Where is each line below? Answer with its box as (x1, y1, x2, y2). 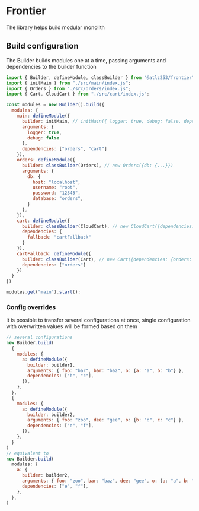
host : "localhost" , (32, 179, 81, 185)
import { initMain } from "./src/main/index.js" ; (6, 80, 131, 86)
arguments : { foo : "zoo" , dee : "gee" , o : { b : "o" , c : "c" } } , (27, 417, 184, 423)
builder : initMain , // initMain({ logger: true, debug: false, (21, 118, 182, 124)
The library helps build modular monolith (6, 24, 105, 31)
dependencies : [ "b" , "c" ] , (27, 373, 94, 379)
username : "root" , (32, 185, 78, 191)
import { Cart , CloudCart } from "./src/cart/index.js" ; (6, 91, 150, 97)
